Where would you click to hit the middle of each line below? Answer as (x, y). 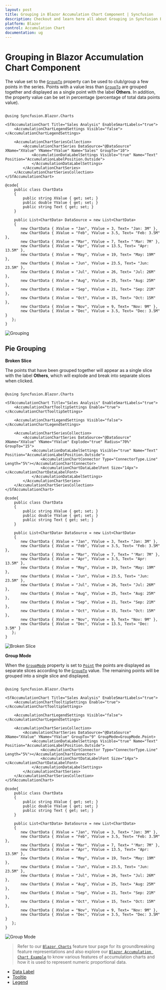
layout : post (19, 10)
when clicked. (19, 381)
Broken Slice (18, 361)
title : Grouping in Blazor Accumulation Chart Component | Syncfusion (79, 14)
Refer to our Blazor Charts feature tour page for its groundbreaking (86, 946)
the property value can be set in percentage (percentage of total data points (83, 97)
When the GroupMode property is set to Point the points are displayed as (78, 665)
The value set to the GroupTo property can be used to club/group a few (77, 81)
